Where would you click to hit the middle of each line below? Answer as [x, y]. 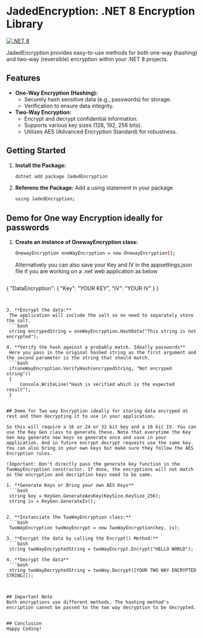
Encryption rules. [29, 453]
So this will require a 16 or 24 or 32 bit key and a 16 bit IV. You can [101, 427]
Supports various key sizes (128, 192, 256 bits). [83, 125]
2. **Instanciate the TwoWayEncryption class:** [69, 517]
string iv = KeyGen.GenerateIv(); [52, 501]
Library [25, 24]
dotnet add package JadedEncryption [61, 176]
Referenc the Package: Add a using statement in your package [94, 188]
